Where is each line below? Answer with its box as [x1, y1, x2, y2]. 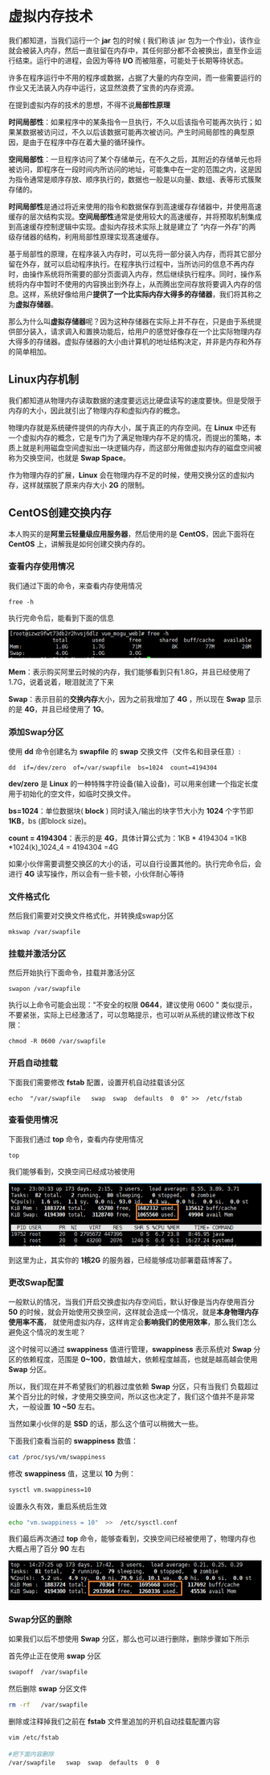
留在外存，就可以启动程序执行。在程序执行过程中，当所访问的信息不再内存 [8, 259, 255, 268]
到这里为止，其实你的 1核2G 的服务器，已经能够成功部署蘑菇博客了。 [8, 1255, 237, 1265]
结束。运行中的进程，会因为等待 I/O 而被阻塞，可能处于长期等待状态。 [14, 56, 248, 65]
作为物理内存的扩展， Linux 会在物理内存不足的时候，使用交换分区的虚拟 [8, 470, 247, 479]
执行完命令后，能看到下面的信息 [8, 613, 114, 623]
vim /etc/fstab [8, 1733, 59, 1741]
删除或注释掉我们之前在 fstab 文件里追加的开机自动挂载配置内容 [8, 1716, 221, 1726]
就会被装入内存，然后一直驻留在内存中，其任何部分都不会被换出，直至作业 [8, 45, 255, 55]
